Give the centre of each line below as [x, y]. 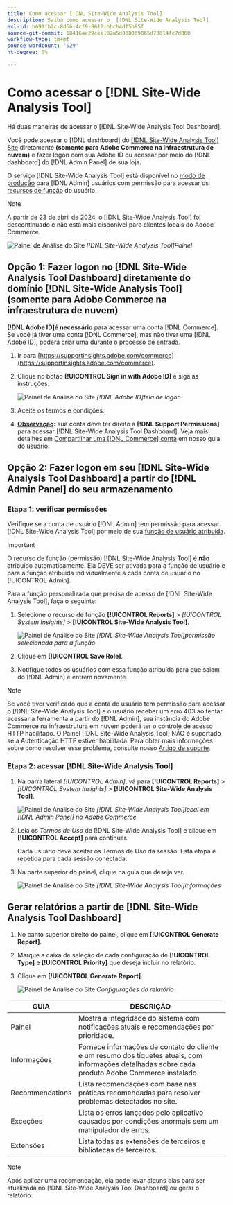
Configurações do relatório [136, 989]
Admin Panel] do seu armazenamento [90, 489]
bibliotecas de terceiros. [118, 1150]
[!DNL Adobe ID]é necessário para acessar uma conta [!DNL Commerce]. [113, 327]
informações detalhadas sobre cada [137, 1064]
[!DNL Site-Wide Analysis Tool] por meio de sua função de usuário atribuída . [116, 532]
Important [21, 545]
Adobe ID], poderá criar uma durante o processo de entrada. [94, 342]
